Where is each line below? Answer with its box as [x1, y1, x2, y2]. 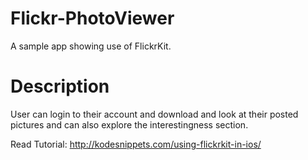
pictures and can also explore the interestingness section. [10, 118, 249, 131]
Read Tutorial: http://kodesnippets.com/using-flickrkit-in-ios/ [10, 138, 262, 150]
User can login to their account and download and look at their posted [10, 108, 299, 120]
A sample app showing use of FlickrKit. [10, 40, 172, 52]
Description [10, 75, 110, 98]
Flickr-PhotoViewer [10, 7, 175, 30]
